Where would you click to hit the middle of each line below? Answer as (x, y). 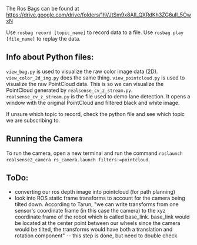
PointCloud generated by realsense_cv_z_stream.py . (69, 90)
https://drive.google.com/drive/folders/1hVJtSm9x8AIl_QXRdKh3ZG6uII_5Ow (99, 15)
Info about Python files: (50, 57)
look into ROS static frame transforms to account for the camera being (100, 198)
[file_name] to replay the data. (44, 39)
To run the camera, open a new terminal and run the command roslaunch (94, 153)
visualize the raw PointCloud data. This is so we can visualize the (85, 84)
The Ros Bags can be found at (43, 9)
